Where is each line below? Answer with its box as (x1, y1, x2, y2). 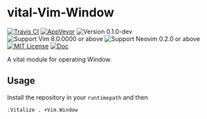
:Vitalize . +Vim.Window (7, 106, 78, 114)
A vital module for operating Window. (7, 55, 112, 63)
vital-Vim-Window (7, 5, 114, 21)
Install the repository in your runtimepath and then (7, 93, 149, 101)
